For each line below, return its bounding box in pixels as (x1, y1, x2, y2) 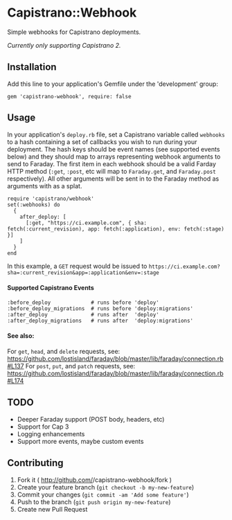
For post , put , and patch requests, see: (25, 361, 136, 370)
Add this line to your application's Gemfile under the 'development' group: (7, 80, 218, 88)
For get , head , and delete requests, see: (7, 347, 121, 355)
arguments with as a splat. (7, 181, 82, 190)
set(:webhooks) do (7, 201, 60, 208)
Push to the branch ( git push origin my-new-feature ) (17, 497, 171, 506)
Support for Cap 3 (17, 422, 69, 431)
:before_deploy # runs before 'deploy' (7, 299, 159, 306)
